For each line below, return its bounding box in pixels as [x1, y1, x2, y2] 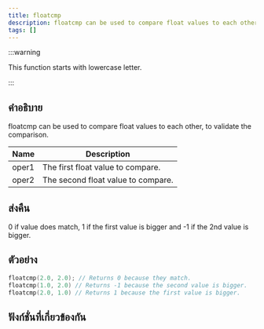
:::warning [8, 48, 41, 57]
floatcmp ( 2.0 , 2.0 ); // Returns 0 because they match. [8, 274, 192, 282]
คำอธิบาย [8, 101, 43, 114]
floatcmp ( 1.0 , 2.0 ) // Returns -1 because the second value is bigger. [8, 281, 247, 289]
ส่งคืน [8, 201, 30, 214]
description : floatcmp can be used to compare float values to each [8, 19, 237, 27]
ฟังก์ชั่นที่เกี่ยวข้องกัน [8, 310, 86, 324]
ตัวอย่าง [8, 253, 38, 267]
